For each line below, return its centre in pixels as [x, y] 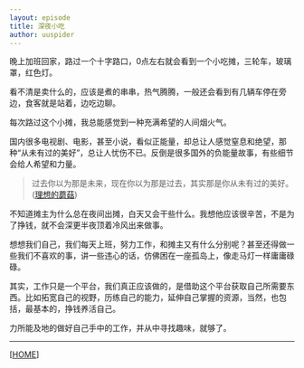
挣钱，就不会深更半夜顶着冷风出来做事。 [92, 225]
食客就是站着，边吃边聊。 [72, 103]
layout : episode [40, 18]
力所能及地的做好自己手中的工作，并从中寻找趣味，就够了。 [120, 328]
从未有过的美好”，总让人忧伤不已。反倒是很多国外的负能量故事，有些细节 [157, 153]
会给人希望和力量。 [45, 165]
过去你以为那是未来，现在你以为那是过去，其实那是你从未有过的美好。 [162, 184]
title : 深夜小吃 [37, 26]
